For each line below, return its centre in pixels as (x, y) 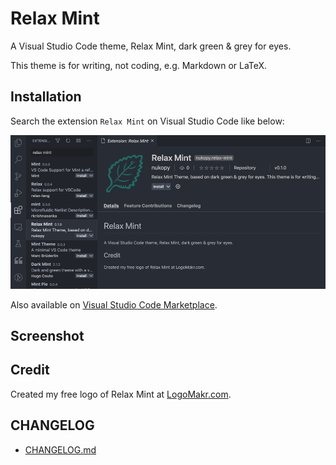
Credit (30, 370)
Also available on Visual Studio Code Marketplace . (114, 304)
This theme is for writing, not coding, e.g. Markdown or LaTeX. (139, 65)
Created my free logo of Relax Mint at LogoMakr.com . (121, 394)
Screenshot (47, 336)
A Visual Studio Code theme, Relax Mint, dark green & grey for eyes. (151, 46)
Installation (46, 97)
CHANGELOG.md (60, 449)
